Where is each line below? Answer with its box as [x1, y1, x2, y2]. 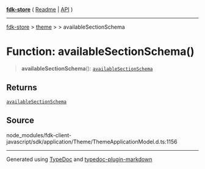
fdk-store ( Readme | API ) [6, 6, 73, 13]
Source [6, 115, 35, 126]
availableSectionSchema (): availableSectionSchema [21, 65, 153, 72]
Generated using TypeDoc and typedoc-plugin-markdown [6, 156, 153, 163]
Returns [6, 82, 38, 93]
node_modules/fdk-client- [6, 131, 72, 138]
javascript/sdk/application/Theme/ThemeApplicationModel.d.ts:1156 [6, 138, 178, 145]
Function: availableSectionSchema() [6, 45, 195, 59]
